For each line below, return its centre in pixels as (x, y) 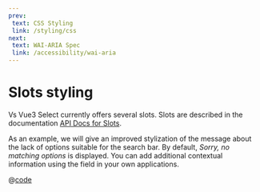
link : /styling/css (44, 30)
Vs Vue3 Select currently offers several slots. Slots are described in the (126, 114)
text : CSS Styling (42, 23)
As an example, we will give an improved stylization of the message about (130, 138)
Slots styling (51, 92)
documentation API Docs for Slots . (65, 123)
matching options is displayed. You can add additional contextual (116, 155)
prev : (17, 16)
